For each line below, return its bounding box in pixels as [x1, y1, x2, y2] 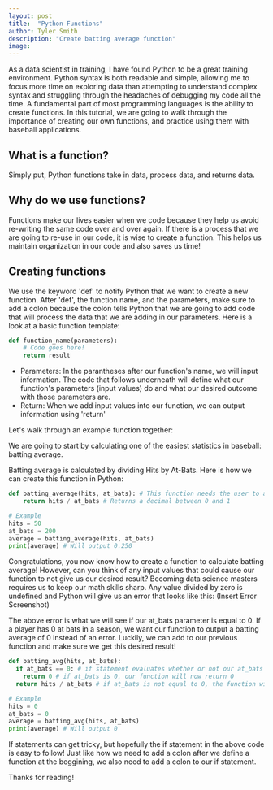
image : [8, 42, 31, 50]
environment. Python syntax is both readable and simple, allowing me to [8, 73, 250, 83]
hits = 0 [8, 702, 38, 710]
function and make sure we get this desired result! [8, 641, 176, 651]
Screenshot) [8, 600, 50, 610]
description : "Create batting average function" [8, 34, 176, 43]
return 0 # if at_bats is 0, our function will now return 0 [23, 672, 234, 681]
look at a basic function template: [8, 320, 120, 330]
